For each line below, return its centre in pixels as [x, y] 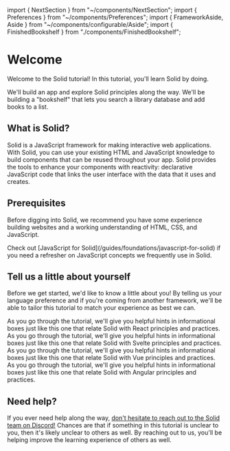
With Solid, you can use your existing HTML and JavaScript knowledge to [111, 152]
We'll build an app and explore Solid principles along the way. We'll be [106, 92]
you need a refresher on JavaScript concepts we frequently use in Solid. [110, 255]
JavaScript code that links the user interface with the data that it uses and [112, 174]
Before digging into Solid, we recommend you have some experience [105, 220]
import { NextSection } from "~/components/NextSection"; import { [102, 10]
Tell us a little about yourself [69, 276]
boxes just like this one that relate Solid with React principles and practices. [114, 328]
